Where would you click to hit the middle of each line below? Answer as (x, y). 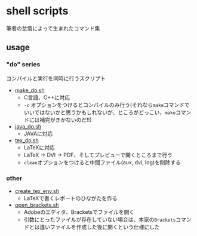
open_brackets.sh (37, 205)
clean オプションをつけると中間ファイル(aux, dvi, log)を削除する (102, 162)
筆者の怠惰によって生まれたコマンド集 (53, 28)
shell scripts (37, 11)
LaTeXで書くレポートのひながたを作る (70, 198)
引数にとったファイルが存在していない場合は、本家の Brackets (100, 219)
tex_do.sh (27, 140)
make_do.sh (30, 90)
